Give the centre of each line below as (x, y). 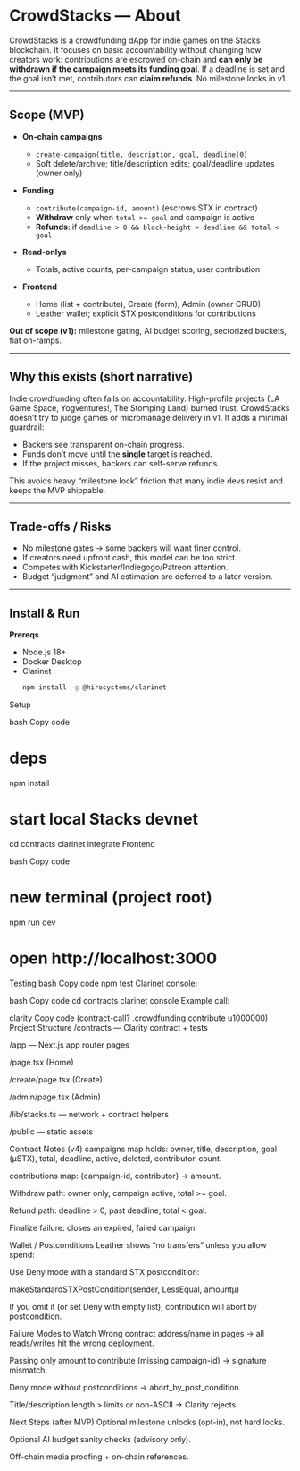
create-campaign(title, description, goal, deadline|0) (142, 154)
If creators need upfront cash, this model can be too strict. (130, 558)
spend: (22, 1254)
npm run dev (33, 922)
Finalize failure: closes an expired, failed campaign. (104, 1227)
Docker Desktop (52, 662)
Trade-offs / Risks (60, 526)
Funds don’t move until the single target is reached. (117, 454)
